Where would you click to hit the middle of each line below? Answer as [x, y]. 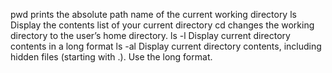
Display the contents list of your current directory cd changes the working [162, 25]
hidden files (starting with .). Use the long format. [111, 57]
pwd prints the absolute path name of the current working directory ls [153, 14]
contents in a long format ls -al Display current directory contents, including [166, 46]
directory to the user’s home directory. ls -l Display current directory [150, 35]
